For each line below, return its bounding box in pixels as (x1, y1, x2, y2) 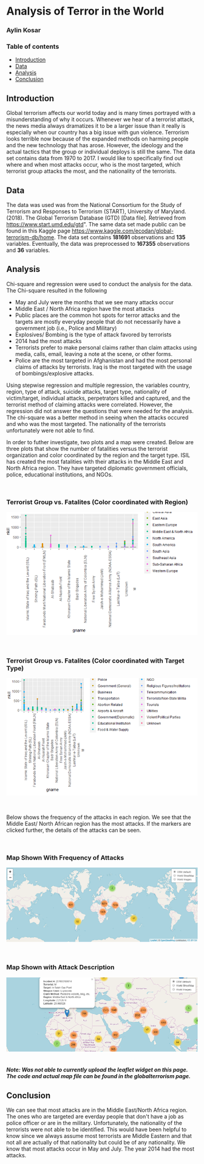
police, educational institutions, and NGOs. (6, 470, 114, 478)
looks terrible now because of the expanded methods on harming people (6, 135, 189, 142)
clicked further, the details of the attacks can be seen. (6, 826, 141, 834)
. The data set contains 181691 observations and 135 (53, 234, 186, 241)
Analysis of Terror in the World (6, 4, 165, 18)
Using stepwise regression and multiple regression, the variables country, (6, 382, 191, 389)
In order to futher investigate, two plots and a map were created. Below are (6, 438, 194, 445)
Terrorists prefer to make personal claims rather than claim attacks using (15, 344, 197, 351)
